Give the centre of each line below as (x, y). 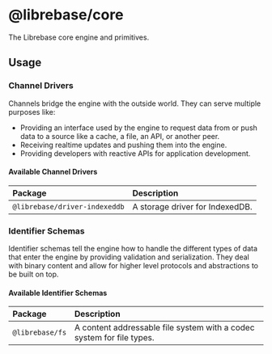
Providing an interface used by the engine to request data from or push (138, 128)
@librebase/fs (40, 333)
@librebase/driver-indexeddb (68, 206)
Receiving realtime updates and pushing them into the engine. (123, 145)
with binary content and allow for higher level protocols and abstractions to (134, 266)
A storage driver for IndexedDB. (192, 206)
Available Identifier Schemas (58, 293)
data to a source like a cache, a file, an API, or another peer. (120, 136)
